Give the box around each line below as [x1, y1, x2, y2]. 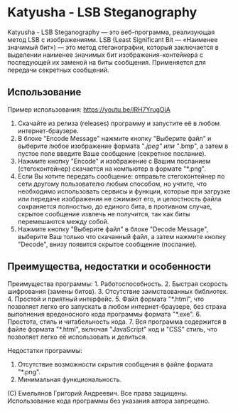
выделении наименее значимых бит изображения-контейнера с [7, 51, 204, 59]
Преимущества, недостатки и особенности [7, 260, 212, 273]
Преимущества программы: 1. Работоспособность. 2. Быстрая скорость [7, 279, 229, 288]
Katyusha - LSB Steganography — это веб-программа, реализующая [7, 28, 215, 36]
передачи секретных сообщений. [7, 65, 109, 74]
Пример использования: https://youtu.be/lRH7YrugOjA [7, 105, 171, 114]
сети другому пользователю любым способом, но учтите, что [17, 179, 207, 188]
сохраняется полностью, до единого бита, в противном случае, [17, 202, 212, 211]
